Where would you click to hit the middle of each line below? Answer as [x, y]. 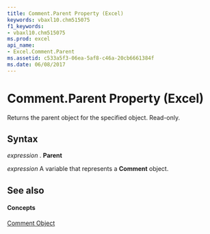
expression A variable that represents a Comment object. [88, 169]
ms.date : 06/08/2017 [37, 65]
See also [26, 190]
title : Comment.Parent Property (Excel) [66, 13]
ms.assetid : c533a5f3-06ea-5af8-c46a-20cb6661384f [81, 58]
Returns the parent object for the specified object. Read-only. [94, 117]
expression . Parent [35, 156]
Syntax [23, 139]
